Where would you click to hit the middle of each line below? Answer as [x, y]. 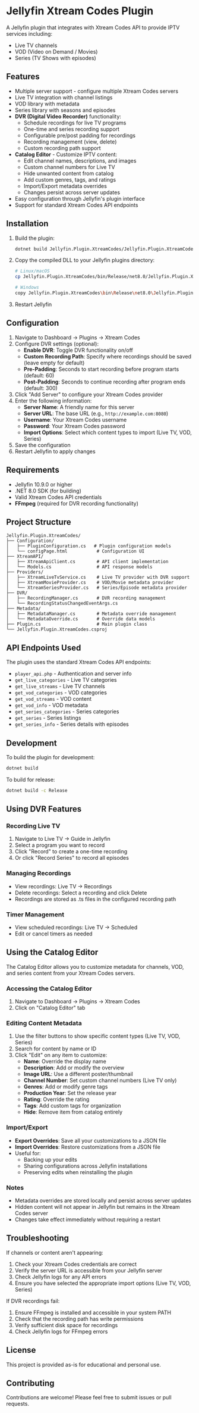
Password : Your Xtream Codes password [74, 426]
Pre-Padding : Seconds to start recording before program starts [101, 369]
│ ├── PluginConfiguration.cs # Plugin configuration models [89, 546]
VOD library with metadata [47, 104]
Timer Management [35, 914]
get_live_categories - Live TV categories [66, 680]
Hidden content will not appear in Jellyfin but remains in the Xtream [97, 1207]
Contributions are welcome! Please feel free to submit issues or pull [89, 1398]
